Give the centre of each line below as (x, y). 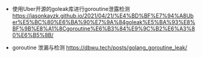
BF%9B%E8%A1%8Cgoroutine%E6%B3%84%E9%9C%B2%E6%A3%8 (103, 29)
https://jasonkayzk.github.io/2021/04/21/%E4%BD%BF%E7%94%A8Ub (103, 16)
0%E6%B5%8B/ (33, 35)
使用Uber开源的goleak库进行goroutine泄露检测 (71, 9)
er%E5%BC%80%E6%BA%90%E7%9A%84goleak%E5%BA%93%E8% (104, 22)
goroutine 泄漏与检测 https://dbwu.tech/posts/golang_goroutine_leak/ (99, 48)
